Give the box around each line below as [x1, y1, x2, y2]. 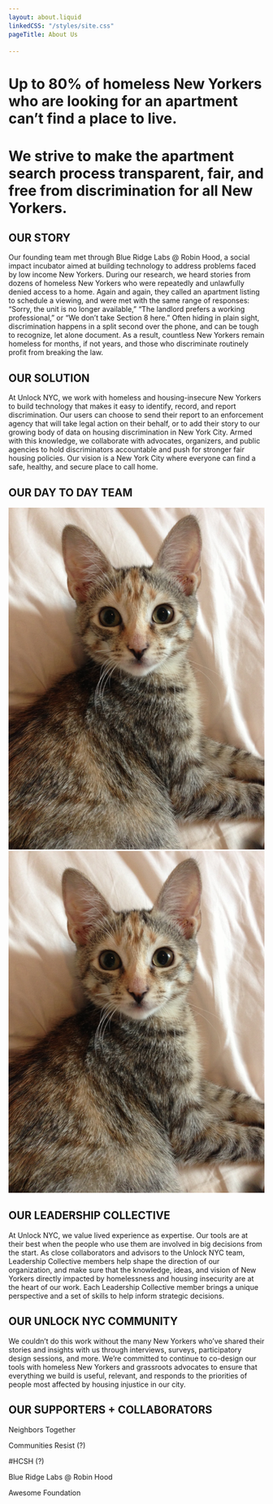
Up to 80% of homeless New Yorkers [8, 75, 262, 94]
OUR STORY [8, 231, 71, 245]
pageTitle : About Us [8, 30, 79, 38]
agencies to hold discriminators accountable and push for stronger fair [8, 444, 245, 455]
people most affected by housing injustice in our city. [8, 1379, 186, 1389]
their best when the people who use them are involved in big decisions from [8, 1239, 262, 1248]
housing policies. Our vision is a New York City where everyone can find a [8, 453, 256, 463]
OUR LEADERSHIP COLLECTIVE [8, 1209, 171, 1222]
